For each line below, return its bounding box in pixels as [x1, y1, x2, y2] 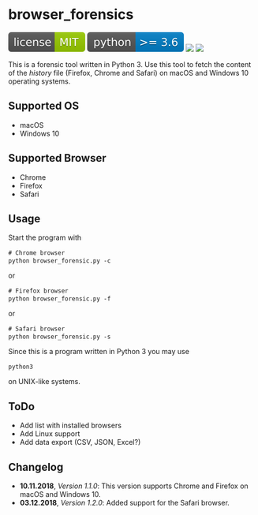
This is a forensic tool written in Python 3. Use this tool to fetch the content [8, 59, 251, 69]
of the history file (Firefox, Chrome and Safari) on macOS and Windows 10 [8, 68, 249, 77]
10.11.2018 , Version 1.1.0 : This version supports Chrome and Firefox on [19, 481, 249, 491]
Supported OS [8, 99, 80, 113]
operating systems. [8, 77, 71, 86]
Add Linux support [19, 429, 80, 438]
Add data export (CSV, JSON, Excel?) [19, 438, 141, 447]
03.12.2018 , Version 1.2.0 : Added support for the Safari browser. [19, 498, 230, 507]
